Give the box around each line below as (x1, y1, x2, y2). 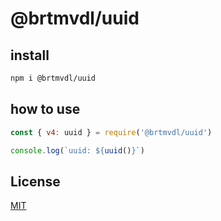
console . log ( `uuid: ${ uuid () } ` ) (10, 145, 145, 156)
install (10, 47, 50, 64)
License (10, 173, 61, 190)
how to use (10, 101, 81, 118)
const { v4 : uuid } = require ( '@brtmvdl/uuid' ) (10, 127, 213, 137)
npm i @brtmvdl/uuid (10, 73, 97, 83)
